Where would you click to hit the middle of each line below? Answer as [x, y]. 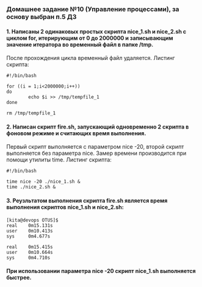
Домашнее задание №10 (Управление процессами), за [93, 9]
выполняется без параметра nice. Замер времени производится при [96, 153]
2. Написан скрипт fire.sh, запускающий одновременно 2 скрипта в [98, 127]
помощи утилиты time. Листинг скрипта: [59, 160]
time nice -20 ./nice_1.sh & [43, 182]
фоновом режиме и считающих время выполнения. [76, 133]
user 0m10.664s [30, 252]
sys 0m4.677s [28, 236]
